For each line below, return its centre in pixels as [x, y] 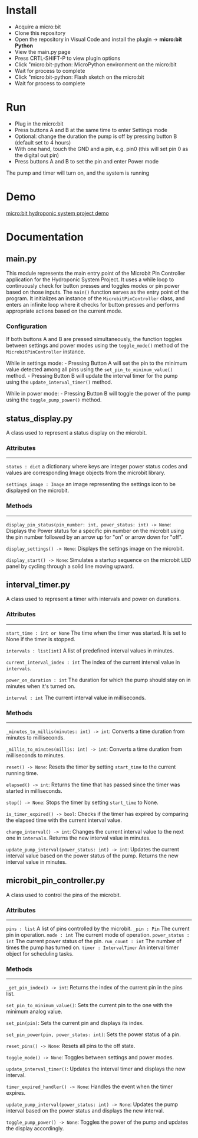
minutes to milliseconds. [35, 737]
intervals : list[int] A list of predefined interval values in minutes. [90, 650]
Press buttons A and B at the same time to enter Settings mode [91, 130]
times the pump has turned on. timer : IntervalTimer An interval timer [93, 947]
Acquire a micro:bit [38, 27]
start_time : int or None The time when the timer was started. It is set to [96, 633]
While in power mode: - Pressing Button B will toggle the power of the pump [98, 394]
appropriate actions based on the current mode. [64, 311]
